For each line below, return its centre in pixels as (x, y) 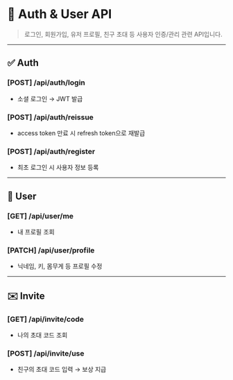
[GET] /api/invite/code (46, 319)
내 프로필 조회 (36, 232)
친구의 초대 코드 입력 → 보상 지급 (62, 370)
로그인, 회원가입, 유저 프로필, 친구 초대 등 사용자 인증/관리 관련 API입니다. (123, 34)
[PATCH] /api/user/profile (51, 250)
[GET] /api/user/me (41, 216)
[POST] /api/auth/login (46, 83)
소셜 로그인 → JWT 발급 (50, 98)
